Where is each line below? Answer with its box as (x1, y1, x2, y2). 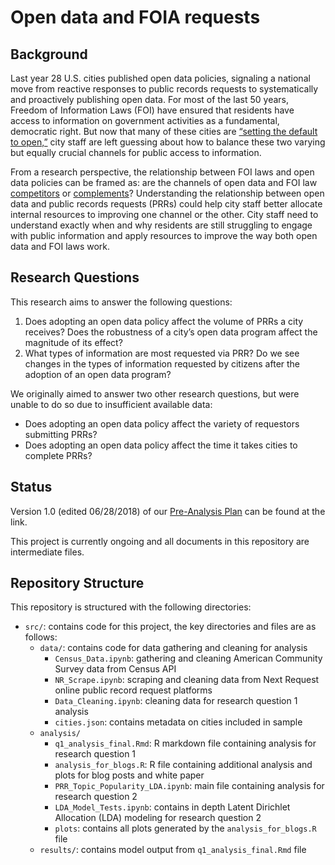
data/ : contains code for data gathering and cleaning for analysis (39, 642, 308, 654)
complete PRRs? (24, 449, 93, 461)
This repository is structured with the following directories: (10, 601, 252, 613)
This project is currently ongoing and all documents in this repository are (10, 535, 310, 547)
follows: (24, 631, 58, 643)
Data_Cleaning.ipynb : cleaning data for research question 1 (54, 695, 298, 707)
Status (10, 479, 53, 496)
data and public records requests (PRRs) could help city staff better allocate (10, 198, 323, 210)
